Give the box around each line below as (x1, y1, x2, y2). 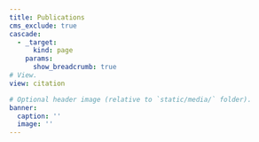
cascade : (9, 29, 42, 38)
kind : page (32, 46, 74, 55)
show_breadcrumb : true (32, 63, 117, 72)
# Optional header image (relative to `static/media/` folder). (9, 95, 252, 104)
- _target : (17, 37, 58, 47)
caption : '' (17, 112, 62, 121)
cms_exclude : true (9, 21, 77, 30)
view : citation (9, 79, 66, 88)
